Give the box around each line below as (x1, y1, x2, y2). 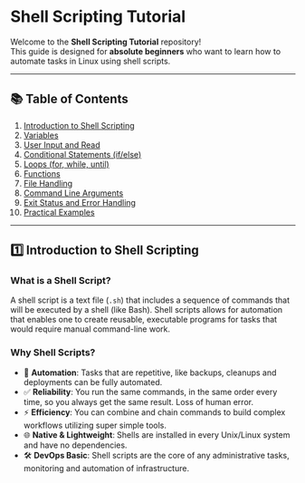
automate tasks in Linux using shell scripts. (10, 55, 171, 66)
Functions (23, 168, 62, 179)
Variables (23, 130, 59, 140)
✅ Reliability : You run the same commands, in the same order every (23, 386, 278, 397)
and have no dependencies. (23, 440, 128, 450)
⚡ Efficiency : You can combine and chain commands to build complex (23, 406, 286, 418)
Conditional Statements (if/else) (23, 149, 142, 159)
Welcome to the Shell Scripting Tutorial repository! (10, 36, 202, 47)
